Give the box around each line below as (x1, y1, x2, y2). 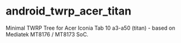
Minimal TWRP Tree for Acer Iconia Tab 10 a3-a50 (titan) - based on (5, 24, 176, 31)
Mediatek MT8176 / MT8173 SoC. (5, 30, 89, 38)
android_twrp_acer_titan (5, 4, 131, 18)
